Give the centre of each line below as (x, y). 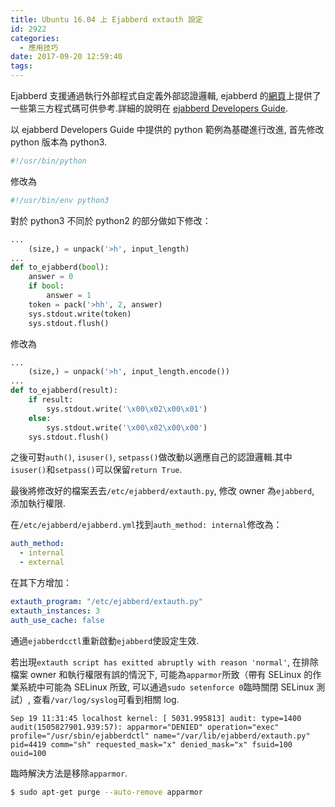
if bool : (46, 286)
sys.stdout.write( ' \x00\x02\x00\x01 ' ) (127, 409)
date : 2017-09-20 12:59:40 (66, 57)
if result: (51, 400)
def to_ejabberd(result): (64, 391)
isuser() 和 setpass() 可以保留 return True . (96, 470)
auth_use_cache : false (57, 620)
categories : (35, 38)
